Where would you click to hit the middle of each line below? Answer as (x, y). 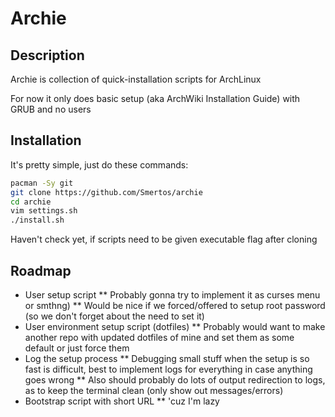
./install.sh (37, 220)
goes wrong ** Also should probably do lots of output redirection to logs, (175, 380)
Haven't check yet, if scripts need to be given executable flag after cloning (164, 239)
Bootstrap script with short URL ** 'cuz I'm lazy (122, 401)
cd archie (31, 202)
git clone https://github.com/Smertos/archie (106, 192)
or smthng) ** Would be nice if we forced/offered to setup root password (175, 305)
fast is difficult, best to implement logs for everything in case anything (168, 369)
